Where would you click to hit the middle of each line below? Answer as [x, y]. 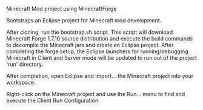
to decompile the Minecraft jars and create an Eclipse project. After [90, 45]
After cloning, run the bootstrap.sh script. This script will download [90, 32]
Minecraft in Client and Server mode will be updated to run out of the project [101, 58]
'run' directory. [25, 64]
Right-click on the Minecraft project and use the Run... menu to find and [96, 94]
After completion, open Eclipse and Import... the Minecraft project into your [100, 76]
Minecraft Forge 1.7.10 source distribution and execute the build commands [99, 38]
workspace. [21, 82]
